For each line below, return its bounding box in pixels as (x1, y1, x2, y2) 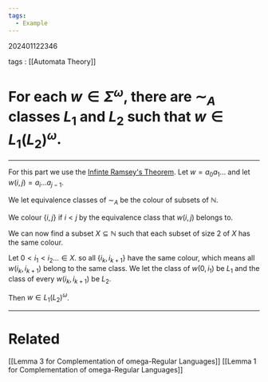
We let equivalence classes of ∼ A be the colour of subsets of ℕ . (8, 195, 219, 207)
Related (8, 330, 60, 348)
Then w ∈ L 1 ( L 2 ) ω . (8, 291, 70, 304)
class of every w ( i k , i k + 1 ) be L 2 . (8, 273, 112, 285)
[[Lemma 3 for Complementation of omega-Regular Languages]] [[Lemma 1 (8, 356, 257, 366)
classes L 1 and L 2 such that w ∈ (8, 107, 223, 129)
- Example (15, 19, 48, 27)
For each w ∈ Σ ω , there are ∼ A (8, 85, 216, 109)
